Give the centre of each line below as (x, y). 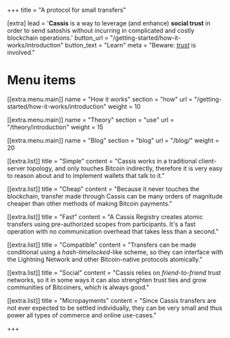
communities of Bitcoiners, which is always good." (78, 287)
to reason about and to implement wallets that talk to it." (86, 175)
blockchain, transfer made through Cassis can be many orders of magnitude (115, 196)
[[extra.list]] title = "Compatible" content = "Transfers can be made (102, 245)
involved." (21, 52)
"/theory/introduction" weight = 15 (55, 127)
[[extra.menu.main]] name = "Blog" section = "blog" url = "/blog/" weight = (113, 140)
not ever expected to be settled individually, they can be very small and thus (115, 308)
